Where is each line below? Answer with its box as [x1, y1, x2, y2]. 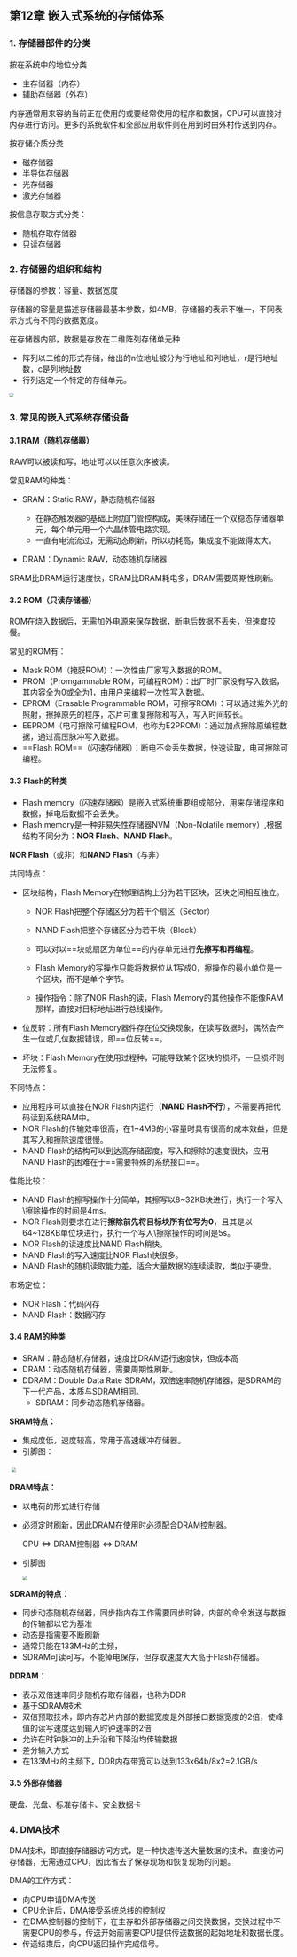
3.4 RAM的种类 [9, 1332, 66, 1342]
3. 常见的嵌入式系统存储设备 [9, 411, 129, 423]
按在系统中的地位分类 [9, 59, 87, 69]
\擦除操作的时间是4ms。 [21, 1205, 112, 1215]
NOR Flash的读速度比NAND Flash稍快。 [21, 1238, 168, 1249]
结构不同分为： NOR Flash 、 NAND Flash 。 [21, 830, 177, 841]
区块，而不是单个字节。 [43, 973, 129, 984]
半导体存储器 [21, 168, 69, 178]
